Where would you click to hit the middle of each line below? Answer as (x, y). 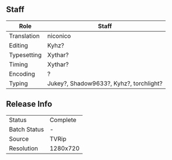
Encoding (22, 74)
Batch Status (27, 129)
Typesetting (25, 55)
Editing (18, 45)
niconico (59, 36)
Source (19, 138)
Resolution (23, 148)
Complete (63, 120)
